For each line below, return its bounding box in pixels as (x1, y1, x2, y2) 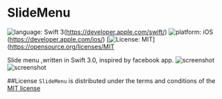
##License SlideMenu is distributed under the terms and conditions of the (7, 76, 216, 84)
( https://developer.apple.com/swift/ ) (63, 28, 168, 36)
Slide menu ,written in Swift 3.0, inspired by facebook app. (7, 55, 174, 64)
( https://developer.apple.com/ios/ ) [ (7, 35, 110, 43)
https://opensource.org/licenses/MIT (9, 42, 115, 51)
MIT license (7, 84, 41, 92)
